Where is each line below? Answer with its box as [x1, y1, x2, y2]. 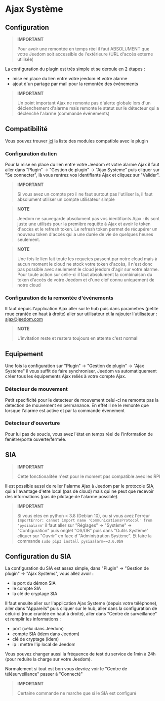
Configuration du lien [5, 150, 57, 157]
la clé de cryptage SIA [12, 591, 58, 597]
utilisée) [17, 56, 34, 62]
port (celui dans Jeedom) [12, 626, 64, 632]
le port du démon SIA [12, 580, 56, 586]
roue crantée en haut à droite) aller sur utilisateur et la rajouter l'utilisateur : [5, 311, 158, 317]
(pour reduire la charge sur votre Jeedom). [5, 656, 92, 662]
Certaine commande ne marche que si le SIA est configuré [17, 690, 137, 696]
